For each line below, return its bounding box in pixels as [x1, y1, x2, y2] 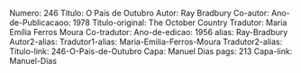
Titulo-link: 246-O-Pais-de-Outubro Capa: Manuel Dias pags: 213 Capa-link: [9, 46, 293, 57]
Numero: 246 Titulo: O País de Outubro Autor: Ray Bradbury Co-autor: [9, 8, 270, 18]
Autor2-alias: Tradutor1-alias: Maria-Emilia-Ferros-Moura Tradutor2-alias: [9, 36, 283, 47]
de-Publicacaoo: [9, 17, 71, 28]
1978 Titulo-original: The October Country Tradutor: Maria [72, 17, 287, 28]
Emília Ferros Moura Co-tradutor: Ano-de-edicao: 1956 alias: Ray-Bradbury [9, 27, 288, 37]
